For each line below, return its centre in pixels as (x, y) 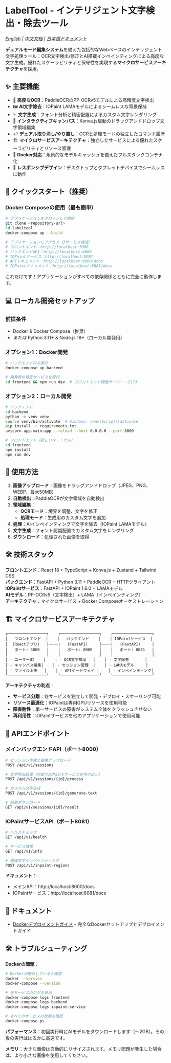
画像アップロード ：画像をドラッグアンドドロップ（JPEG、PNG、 (81, 485)
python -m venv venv (27, 417)
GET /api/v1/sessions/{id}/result (42, 807)
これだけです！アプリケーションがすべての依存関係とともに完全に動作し (81, 277)
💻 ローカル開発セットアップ (50, 301)
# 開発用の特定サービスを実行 (33, 377)
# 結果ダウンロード (23, 803)
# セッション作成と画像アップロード (38, 760)
